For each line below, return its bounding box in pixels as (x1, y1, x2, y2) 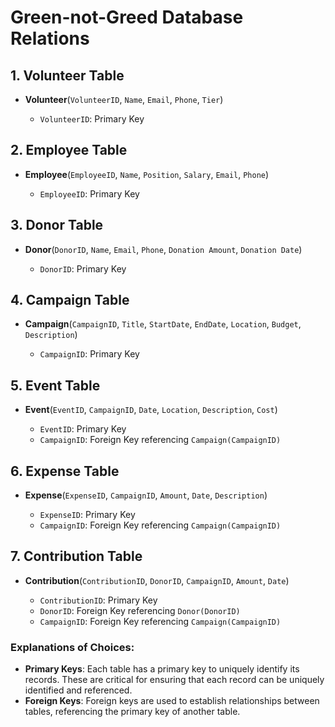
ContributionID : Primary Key (39, 594, 158, 606)
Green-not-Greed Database (10, 6, 244, 29)
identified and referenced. (24, 684, 133, 696)
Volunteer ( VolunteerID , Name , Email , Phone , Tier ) (24, 94, 224, 105)
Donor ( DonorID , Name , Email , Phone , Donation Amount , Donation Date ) (24, 243, 303, 255)
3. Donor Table (10, 217, 104, 234)
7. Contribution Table (10, 548, 143, 565)
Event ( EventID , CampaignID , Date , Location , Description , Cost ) (24, 404, 278, 416)
